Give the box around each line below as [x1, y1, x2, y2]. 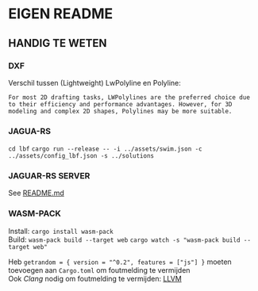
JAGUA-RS [8, 125, 52, 136]
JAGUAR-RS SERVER [8, 170, 90, 182]
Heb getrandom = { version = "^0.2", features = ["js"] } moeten [8, 257, 232, 266]
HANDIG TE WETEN [8, 36, 107, 50]
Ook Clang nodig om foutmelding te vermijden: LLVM [8, 274, 183, 283]
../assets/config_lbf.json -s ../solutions [8, 152, 155, 160]
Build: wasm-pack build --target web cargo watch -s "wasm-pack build [8, 235, 241, 244]
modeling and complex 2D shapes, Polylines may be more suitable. [8, 107, 233, 115]
